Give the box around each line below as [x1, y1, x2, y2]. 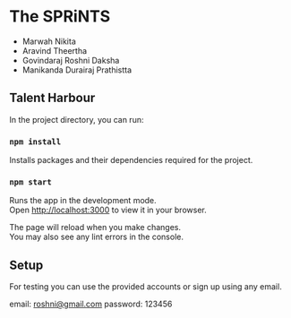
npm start [9, 176, 52, 187]
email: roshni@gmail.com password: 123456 [9, 298, 173, 310]
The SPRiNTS [9, 6, 111, 27]
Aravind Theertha [21, 45, 88, 56]
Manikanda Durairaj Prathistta [21, 64, 133, 75]
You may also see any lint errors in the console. [9, 231, 184, 243]
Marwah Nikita [21, 36, 76, 47]
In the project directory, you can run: [9, 114, 144, 125]
